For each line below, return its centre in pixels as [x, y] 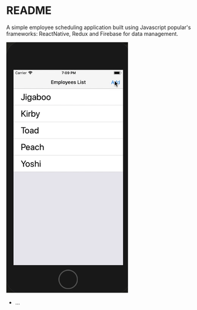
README [29, 11]
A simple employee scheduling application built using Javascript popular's [99, 27]
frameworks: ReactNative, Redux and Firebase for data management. [92, 33]
